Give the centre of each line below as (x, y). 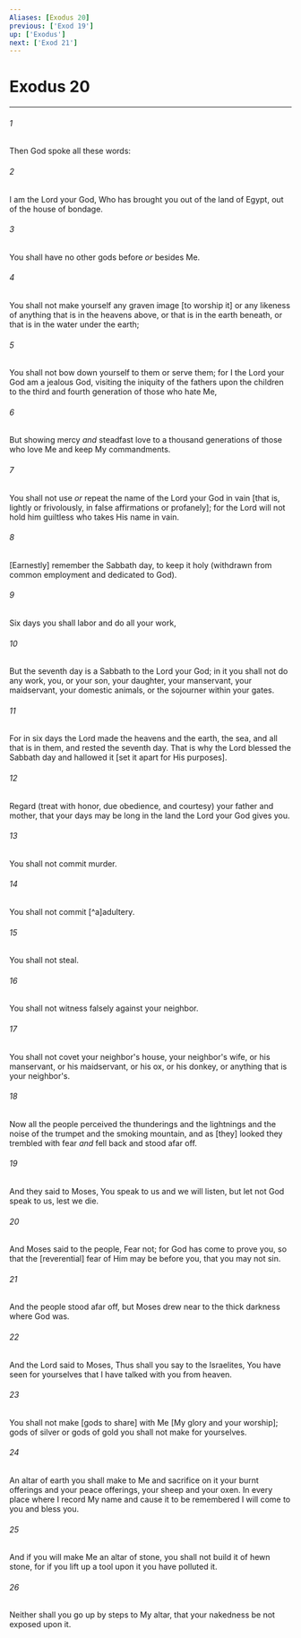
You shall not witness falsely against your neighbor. (104, 1008)
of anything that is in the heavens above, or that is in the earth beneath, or (146, 315)
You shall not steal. (44, 961)
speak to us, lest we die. (54, 1201)
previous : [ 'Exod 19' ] (52, 26)
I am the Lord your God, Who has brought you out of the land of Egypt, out (146, 199)
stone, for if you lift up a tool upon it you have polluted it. (113, 1567)
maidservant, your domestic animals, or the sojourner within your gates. (142, 690)
